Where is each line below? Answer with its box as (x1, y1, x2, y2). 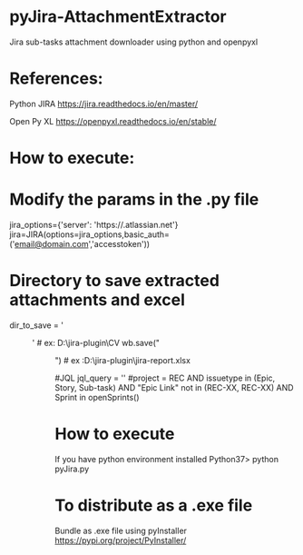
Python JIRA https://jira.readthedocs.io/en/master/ (9, 98, 198, 109)
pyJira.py (54, 463, 90, 474)
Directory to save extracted (9, 271, 220, 292)
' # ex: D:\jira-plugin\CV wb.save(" (32, 337, 161, 348)
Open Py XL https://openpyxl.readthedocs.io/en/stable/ (9, 115, 217, 126)
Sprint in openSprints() (54, 391, 140, 402)
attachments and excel (9, 290, 186, 311)
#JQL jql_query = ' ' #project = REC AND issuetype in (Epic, (54, 372, 276, 383)
